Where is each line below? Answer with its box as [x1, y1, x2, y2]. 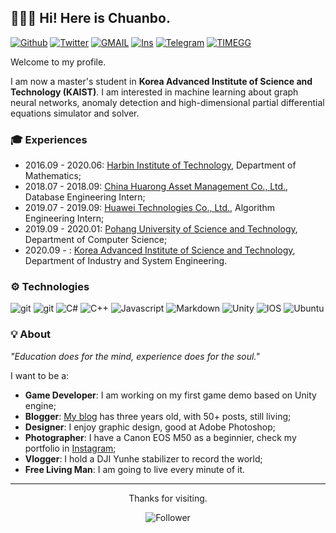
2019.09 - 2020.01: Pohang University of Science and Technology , [24, 223, 298, 235]
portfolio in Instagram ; [24, 442, 117, 454]
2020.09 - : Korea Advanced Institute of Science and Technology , [24, 244, 296, 256]
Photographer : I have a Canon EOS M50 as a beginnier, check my [24, 431, 297, 443]
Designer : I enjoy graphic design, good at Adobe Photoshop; [24, 421, 277, 433]
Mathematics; [24, 170, 82, 182]
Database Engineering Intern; [24, 191, 146, 203]
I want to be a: [10, 369, 70, 381]
